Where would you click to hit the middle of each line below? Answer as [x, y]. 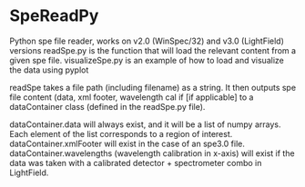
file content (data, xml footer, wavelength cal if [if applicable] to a [132, 97]
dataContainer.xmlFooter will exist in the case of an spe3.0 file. [127, 143]
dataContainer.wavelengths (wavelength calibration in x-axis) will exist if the [152, 153]
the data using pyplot [49, 70]
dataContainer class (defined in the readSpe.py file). [107, 106]
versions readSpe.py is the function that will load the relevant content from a [153, 50]
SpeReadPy [54, 16]
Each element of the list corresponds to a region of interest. [121, 133]
